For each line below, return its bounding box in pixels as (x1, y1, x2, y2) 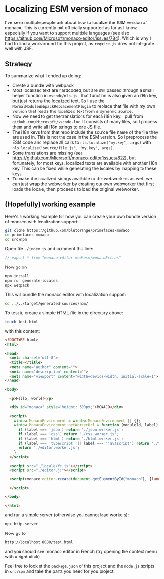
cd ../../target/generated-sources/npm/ (5, 301, 89, 306)
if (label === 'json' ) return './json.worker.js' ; (18, 427, 123, 432)
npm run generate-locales (5, 278, 58, 283)
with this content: (5, 328, 40, 334)
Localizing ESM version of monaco (5, 3, 148, 15)
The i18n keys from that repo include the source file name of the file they (12, 129, 159, 135)
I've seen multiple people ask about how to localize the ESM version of (5, 20, 147, 25)
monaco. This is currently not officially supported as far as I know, (5, 24, 138, 30)
